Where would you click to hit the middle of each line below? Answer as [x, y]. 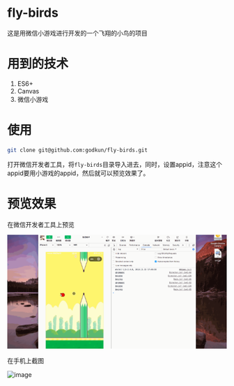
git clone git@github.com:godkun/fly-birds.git [78, 150]
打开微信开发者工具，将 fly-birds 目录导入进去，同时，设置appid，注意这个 [115, 164]
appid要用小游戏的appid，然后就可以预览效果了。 [78, 173]
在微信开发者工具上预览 [41, 224]
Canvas [28, 91]
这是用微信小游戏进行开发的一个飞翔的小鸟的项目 [77, 33]
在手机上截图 [25, 360]
